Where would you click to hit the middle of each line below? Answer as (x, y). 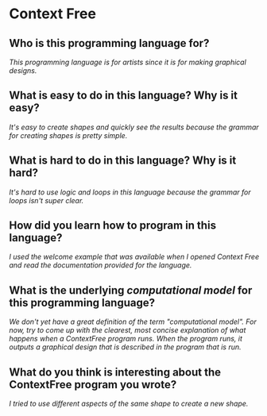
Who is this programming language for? (109, 43)
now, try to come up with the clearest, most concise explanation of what (128, 330)
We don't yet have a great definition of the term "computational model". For (133, 322)
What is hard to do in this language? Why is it (123, 161)
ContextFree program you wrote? (93, 385)
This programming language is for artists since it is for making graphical (128, 62)
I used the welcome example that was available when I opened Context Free (134, 257)
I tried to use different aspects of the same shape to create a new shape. (129, 404)
